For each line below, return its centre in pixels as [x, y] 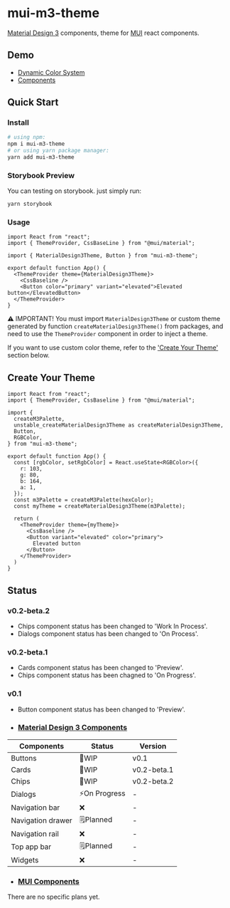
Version [153, 746]
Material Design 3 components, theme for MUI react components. [104, 33]
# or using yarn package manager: [59, 151]
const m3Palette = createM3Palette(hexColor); [84, 500]
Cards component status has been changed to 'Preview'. [100, 668]
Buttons [24, 758]
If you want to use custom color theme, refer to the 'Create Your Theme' [113, 348]
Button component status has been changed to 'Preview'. [102, 709]
